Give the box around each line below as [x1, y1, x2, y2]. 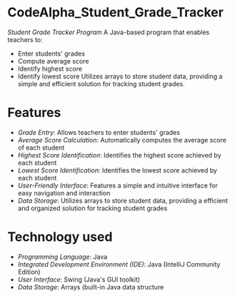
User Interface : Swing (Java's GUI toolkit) [17, 275, 141, 284]
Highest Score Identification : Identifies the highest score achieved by [17, 150, 221, 159]
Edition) [17, 267, 41, 276]
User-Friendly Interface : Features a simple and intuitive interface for [17, 181, 218, 190]
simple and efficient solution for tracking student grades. [17, 79, 185, 88]
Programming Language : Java [17, 252, 108, 261]
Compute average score [17, 56, 89, 65]
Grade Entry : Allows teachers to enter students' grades [17, 128, 181, 136]
